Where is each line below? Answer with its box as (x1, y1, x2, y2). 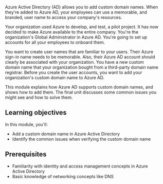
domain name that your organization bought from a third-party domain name (5, 64, 159, 70)
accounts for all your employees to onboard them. (5, 39, 106, 45)
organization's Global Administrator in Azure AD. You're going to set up (5, 34, 147, 40)
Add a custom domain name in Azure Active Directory (12, 131, 120, 137)
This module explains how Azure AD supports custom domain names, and (5, 84, 153, 90)
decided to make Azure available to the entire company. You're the (5, 29, 139, 35)
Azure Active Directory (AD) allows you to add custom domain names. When (5, 4, 158, 10)
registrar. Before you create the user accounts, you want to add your (5, 70, 143, 75)
